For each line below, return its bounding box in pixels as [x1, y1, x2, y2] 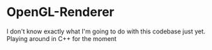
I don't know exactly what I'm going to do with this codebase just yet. [6, 27, 206, 35]
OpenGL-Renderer [6, 4, 114, 20]
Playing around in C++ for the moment [6, 34, 116, 42]
